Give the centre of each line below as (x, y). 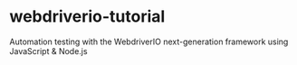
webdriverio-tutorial (87, 17)
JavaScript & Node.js (48, 51)
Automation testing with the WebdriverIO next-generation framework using (149, 42)
